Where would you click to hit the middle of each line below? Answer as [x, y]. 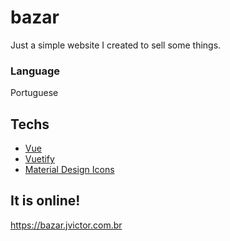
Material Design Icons [69, 170]
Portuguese [34, 93]
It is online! [45, 201]
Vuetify [39, 159]
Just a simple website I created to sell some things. [116, 45]
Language [35, 71]
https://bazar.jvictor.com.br [66, 225]
